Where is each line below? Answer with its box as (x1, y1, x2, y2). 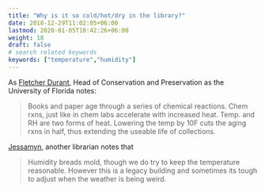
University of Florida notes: (8, 86, 97, 95)
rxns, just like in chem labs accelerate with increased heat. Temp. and (27, 109, 256, 119)
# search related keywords (8, 48, 97, 56)
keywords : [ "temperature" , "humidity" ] (8, 56, 136, 64)
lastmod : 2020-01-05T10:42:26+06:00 (8, 26, 129, 34)
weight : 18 (8, 33, 44, 42)
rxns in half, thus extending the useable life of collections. (27, 126, 216, 136)
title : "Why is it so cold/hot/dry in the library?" (8, 11, 186, 20)
